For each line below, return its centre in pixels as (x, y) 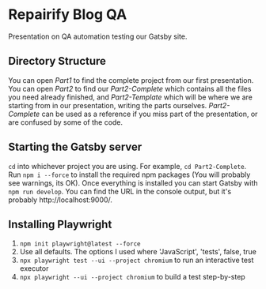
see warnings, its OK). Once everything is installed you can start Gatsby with (133, 182)
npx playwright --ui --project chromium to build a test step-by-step (132, 277)
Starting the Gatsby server (75, 147)
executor (34, 268)
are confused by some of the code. (66, 122)
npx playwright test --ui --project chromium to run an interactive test (137, 260)
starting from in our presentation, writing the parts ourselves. (108, 105)
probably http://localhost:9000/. (61, 200)
